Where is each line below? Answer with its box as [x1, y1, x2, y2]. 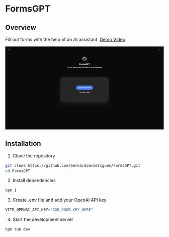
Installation [5, 139, 41, 148]
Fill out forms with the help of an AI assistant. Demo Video [5, 36, 126, 42]
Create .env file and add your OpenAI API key [12, 197, 107, 203]
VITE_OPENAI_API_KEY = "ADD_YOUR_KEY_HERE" [5, 207, 94, 212]
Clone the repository [12, 152, 55, 159]
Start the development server [12, 216, 74, 222]
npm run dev [5, 227, 30, 232]
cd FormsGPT [5, 168, 30, 173]
